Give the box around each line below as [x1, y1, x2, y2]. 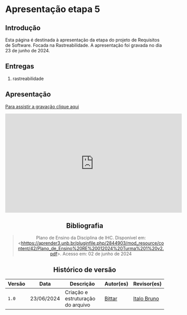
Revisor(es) [133, 280, 162, 287]
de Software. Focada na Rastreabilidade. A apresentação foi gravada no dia [5, 42, 162, 48]
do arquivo [65, 301, 91, 308]
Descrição [70, 280, 95, 287]
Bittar [104, 295, 117, 302]
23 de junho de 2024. [5, 48, 50, 53]
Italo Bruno [133, 295, 159, 302]
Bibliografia [66, 221, 103, 230]
